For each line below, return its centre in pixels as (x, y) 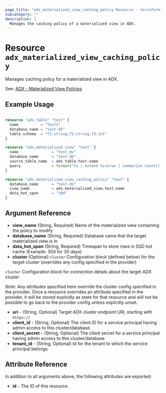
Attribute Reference (36, 365)
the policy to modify (33, 230)
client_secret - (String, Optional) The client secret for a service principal (86, 333)
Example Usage (30, 104)
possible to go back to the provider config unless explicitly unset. (72, 302)
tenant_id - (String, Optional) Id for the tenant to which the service (80, 343)
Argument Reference (38, 213)
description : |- (22, 19)
